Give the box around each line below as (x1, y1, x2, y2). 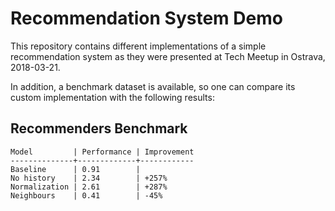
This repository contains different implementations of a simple (10, 40, 267, 52)
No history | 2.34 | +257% (10, 173, 168, 183)
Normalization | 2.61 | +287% (10, 182, 168, 192)
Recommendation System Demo (10, 7, 283, 30)
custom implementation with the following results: (10, 91, 215, 103)
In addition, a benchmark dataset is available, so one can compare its (10, 80, 296, 92)
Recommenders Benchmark (10, 120, 188, 137)
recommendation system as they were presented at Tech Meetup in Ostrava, (10, 50, 326, 62)
